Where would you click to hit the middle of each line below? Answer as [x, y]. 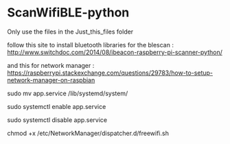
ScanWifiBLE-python [68, 13]
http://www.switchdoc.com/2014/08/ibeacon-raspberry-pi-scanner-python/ [115, 52]
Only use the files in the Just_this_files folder [70, 32]
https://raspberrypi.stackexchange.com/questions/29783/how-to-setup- [110, 73]
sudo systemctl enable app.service [57, 106]
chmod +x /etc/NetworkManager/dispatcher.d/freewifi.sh [88, 133]
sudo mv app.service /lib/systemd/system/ [68, 93]
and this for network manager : [51, 65]
